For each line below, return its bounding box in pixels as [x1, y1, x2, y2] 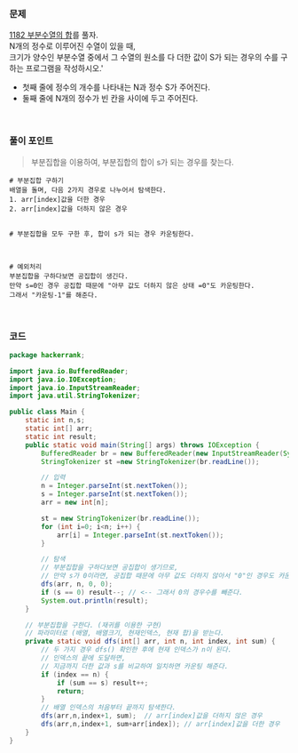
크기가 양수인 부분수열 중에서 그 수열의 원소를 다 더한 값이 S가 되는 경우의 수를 [9, 52, 279, 63]
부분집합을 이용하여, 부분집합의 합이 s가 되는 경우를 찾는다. [30, 156, 234, 167]
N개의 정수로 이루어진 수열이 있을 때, [9, 41, 136, 52]
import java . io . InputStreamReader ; [9, 383, 141, 392]
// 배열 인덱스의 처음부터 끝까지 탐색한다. [41, 703, 176, 712]
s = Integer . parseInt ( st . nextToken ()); [41, 490, 189, 499]
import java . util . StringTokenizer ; [9, 391, 141, 401]
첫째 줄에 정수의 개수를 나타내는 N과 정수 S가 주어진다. [21, 82, 211, 92]
